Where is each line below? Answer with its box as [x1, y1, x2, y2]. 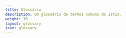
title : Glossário [5, 7, 41, 12]
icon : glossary [5, 26, 37, 31]
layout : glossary [5, 21, 41, 26]
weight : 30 [5, 16, 28, 21]
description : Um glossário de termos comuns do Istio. [5, 12, 122, 17]
